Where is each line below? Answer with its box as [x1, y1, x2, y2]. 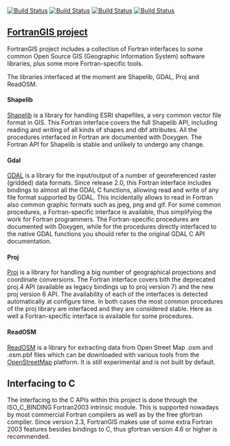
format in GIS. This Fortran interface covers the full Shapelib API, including [7, 118, 218, 127]
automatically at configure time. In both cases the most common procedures [7, 297, 223, 306]
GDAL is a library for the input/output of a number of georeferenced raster [7, 171, 217, 180]
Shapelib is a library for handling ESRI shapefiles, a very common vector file [7, 111, 222, 120]
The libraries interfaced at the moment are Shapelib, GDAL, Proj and [7, 72, 199, 81]
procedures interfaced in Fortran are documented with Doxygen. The [7, 133, 203, 141]
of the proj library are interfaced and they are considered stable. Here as [7, 305, 212, 313]
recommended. [7, 432, 50, 440]
